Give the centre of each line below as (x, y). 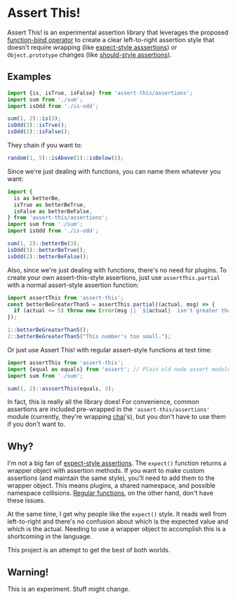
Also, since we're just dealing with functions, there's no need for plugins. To (117, 270)
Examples (29, 77)
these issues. (26, 500)
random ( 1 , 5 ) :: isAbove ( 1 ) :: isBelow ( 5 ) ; (66, 158)
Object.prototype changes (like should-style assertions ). (90, 55)
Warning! (28, 572)
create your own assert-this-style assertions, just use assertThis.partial (114, 277)
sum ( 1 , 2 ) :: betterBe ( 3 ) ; (44, 244)
